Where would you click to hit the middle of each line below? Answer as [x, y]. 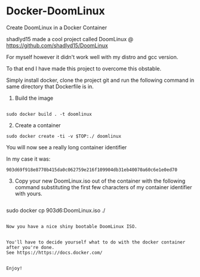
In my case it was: [28, 159]
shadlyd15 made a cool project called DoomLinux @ [70, 39]
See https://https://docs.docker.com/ [54, 253]
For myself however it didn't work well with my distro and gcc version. [92, 57]
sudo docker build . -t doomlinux [49, 114]
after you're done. [30, 247]
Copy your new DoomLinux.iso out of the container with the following [100, 181]
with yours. [29, 193]
